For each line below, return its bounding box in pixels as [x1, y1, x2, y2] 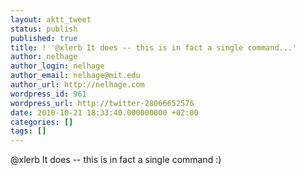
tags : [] [10, 126, 47, 136]
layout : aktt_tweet [10, 14, 92, 25]
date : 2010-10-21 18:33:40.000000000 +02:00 [10, 107, 199, 118]
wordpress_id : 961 [10, 89, 87, 99]
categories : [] [10, 117, 74, 127]
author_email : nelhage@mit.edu [10, 71, 141, 81]
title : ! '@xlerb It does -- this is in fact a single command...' [10, 42, 298, 53]
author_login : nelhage [10, 61, 105, 71]
